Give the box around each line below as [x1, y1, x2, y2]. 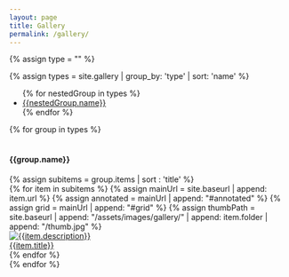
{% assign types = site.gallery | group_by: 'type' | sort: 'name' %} [9, 71, 250, 82]
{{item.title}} [9, 240, 55, 250]
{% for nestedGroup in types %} [21, 88, 140, 99]
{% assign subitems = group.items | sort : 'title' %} [9, 174, 195, 185]
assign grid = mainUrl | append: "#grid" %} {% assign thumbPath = [9, 202, 256, 213]
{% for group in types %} [9, 124, 101, 135]
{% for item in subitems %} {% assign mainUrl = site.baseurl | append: [9, 183, 268, 194]
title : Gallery [9, 21, 66, 30]
